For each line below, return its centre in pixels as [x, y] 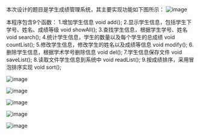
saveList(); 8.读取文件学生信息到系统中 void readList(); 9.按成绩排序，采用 [98, 60]
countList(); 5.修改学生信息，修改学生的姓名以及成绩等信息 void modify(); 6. [100, 45]
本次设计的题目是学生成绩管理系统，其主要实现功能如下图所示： [85, 9]
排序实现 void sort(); [36, 67]
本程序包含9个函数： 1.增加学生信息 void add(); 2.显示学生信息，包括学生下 [99, 22]
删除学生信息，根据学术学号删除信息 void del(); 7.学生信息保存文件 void [94, 52]
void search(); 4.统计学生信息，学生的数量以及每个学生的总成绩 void [91, 37]
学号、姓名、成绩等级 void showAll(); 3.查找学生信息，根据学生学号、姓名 [97, 30]
